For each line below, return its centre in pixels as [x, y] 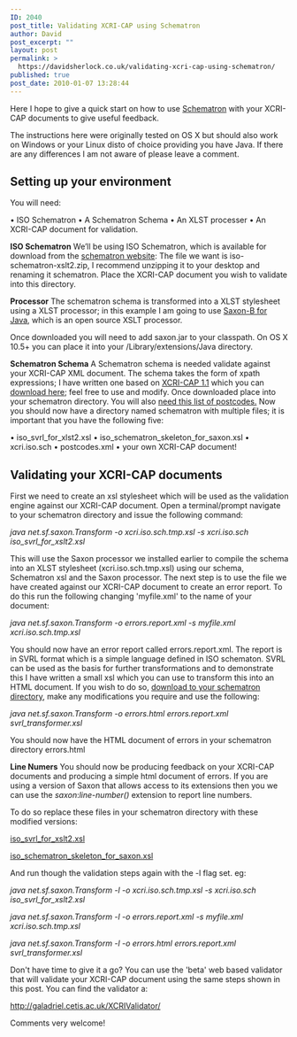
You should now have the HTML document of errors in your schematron [141, 740]
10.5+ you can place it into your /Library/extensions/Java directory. [131, 347]
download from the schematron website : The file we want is [119, 256]
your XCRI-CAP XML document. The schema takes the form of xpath [135, 374]
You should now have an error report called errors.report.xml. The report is [146, 650]
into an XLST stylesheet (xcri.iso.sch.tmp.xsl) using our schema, [127, 569]
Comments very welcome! [58, 1023]
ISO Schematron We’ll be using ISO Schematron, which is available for [138, 247]
